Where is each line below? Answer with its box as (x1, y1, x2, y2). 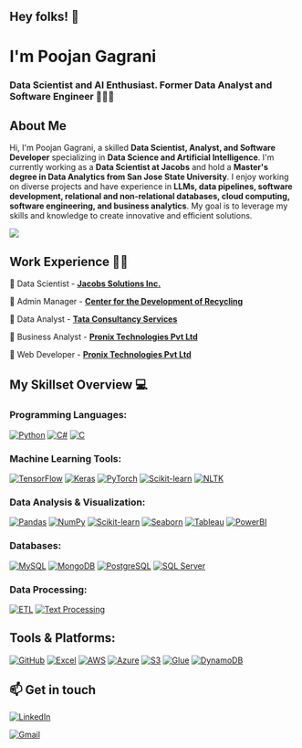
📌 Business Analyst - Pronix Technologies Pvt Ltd (9, 331, 198, 343)
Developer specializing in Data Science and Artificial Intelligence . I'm (9, 152, 275, 163)
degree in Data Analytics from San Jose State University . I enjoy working (9, 171, 289, 183)
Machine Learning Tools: (9, 452, 122, 465)
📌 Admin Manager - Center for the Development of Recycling (9, 296, 244, 307)
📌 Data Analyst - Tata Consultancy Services (9, 314, 178, 325)
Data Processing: (9, 582, 88, 595)
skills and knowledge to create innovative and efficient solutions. (9, 210, 253, 221)
